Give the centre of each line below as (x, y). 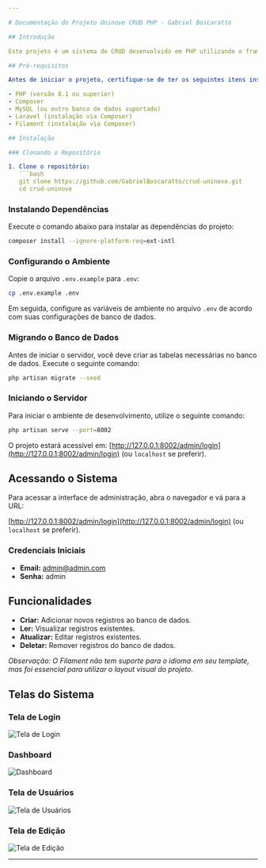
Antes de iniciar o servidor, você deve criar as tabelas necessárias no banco (133, 355)
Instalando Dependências (59, 209)
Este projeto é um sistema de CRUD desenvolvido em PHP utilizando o (125, 51)
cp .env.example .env (44, 293)
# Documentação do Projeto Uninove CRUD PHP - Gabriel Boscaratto (120, 22)
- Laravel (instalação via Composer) (70, 116)
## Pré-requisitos (38, 66)
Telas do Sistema (51, 694)
